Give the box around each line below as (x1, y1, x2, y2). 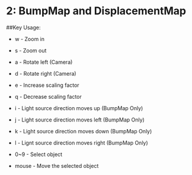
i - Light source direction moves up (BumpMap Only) (14, 104, 143, 111)
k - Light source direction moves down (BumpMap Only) (14, 127, 152, 135)
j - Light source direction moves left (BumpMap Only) (14, 116, 145, 123)
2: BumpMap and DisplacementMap (6, 4, 187, 18)
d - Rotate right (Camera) (14, 70, 76, 77)
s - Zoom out (14, 46, 47, 54)
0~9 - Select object (14, 151, 63, 158)
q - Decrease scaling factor (14, 93, 82, 100)
